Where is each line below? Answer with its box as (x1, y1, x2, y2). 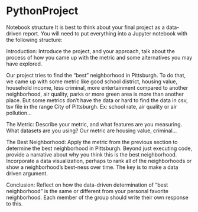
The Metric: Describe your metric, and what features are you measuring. (6, 120, 182, 128)
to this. (6, 200, 23, 207)
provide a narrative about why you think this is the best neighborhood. (6, 151, 177, 158)
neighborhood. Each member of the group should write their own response (6, 194, 189, 201)
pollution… (6, 109, 32, 116)
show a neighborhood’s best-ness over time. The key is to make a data (6, 164, 178, 171)
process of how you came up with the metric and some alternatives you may (6, 54, 193, 61)
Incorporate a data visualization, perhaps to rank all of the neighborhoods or (6, 157, 192, 164)
